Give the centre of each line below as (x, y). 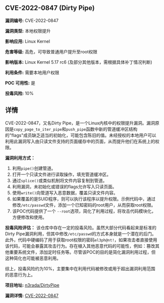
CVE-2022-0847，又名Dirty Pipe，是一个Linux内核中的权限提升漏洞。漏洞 (80, 123)
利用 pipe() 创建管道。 (34, 168)
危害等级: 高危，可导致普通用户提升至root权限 (51, 51)
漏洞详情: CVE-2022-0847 (32, 295)
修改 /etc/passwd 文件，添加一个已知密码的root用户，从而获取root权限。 (84, 205)
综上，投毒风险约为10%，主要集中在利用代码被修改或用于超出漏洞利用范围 (80, 268)
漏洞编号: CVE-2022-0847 (32, 20)
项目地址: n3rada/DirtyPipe (32, 285)
